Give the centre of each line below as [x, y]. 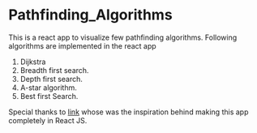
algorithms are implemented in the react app [82, 45]
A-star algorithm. [48, 88]
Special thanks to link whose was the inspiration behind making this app [128, 112]
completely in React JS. [48, 120]
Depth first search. [51, 79]
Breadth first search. [54, 70]
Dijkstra [33, 62]
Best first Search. [49, 96]
